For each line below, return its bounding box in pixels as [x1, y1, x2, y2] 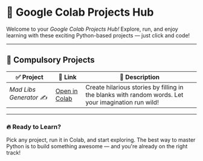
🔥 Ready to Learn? [6, 122, 62, 131]
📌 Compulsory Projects [6, 55, 95, 65]
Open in [55, 87, 78, 95]
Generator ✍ [9, 93, 47, 102]
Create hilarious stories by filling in [85, 83, 184, 91]
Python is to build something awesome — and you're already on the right [6, 143, 188, 150]
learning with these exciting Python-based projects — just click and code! [6, 31, 190, 39]
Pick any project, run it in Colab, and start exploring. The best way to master [6, 136, 196, 144]
